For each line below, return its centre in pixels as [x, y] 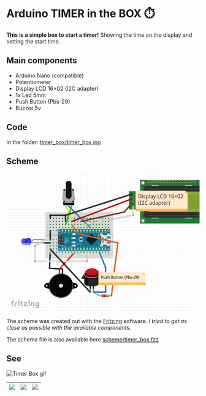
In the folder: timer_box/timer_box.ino [54, 142]
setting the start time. [33, 41]
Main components [42, 61]
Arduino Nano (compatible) [49, 75]
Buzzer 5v [28, 108]
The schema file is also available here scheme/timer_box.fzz [83, 339]
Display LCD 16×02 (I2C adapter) [57, 88]
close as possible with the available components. [69, 327]
